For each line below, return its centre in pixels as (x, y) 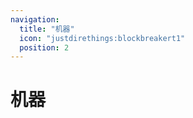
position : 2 (44, 47)
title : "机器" (47, 29)
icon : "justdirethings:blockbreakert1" (102, 38)
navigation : (35, 19)
